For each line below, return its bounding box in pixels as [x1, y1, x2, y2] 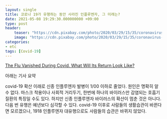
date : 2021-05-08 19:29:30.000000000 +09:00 [5, 16, 99, 21]
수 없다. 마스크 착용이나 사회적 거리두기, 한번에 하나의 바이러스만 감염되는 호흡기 [5, 89, 161, 95]
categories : [5, 40, 30, 45]
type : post [5, 21, 28, 26]
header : [5, 26, 21, 31]
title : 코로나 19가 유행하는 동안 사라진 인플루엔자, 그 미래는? [5, 12, 120, 17]
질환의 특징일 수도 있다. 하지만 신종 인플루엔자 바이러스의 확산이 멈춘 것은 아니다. [5, 95, 162, 102]
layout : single [5, 7, 37, 12]
